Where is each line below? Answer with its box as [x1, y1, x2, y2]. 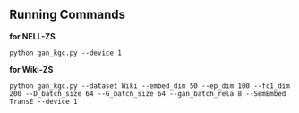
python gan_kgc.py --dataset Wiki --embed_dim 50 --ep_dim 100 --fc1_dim [9, 81, 291, 91]
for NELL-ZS [9, 30, 56, 41]
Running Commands [9, 7, 126, 22]
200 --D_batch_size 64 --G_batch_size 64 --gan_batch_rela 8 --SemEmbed [9, 89, 286, 98]
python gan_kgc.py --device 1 [9, 48, 123, 57]
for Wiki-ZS [9, 64, 54, 74]
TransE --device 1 [9, 97, 78, 106]
